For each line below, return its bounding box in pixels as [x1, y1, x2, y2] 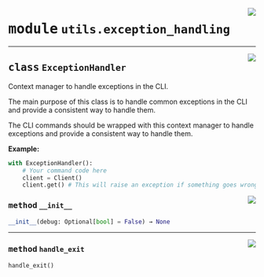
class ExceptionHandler [8, 61, 127, 74]
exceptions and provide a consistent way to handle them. [8, 128, 193, 138]
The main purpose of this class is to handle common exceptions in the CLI [8, 97, 247, 106]
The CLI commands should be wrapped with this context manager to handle [8, 120, 254, 130]
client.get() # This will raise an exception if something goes [22, 181, 237, 189]
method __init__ [8, 201, 72, 211]
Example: [8, 144, 40, 153]
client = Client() [22, 174, 82, 182]
